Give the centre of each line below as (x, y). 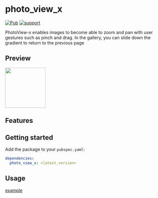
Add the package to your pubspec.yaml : (45, 149)
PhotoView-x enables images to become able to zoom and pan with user (79, 32)
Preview (18, 59)
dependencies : (20, 158)
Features (19, 121)
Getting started (29, 138)
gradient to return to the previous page (45, 42)
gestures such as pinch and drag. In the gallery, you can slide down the (78, 38)
